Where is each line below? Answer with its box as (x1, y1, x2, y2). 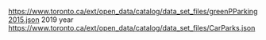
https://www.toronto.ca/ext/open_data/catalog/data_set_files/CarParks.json (8, 24, 256, 32)
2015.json (8, 15, 40, 24)
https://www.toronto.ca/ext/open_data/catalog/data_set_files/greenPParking (8, 7, 258, 16)
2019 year (40, 15, 74, 24)
